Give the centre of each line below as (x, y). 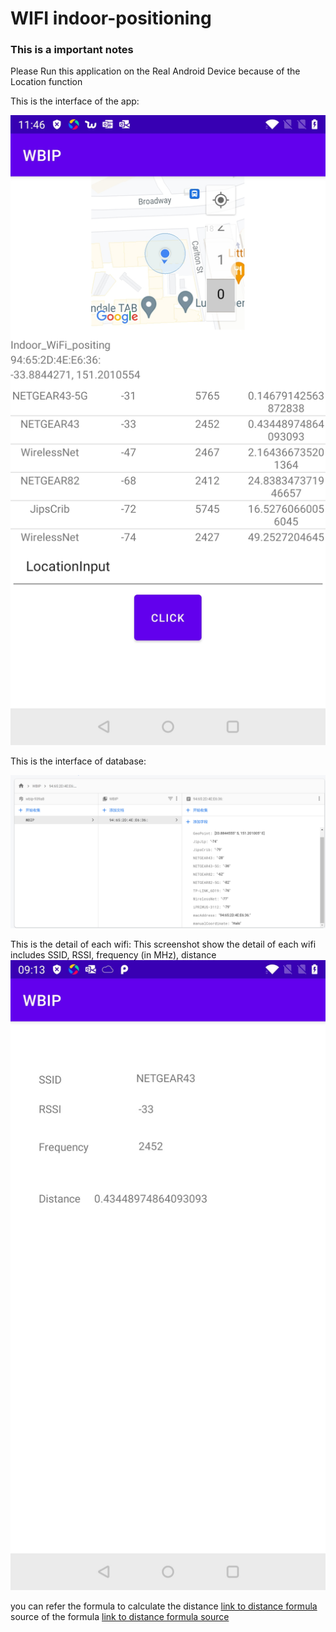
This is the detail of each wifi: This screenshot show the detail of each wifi (163, 944)
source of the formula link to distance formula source (120, 1616)
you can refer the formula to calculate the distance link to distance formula (164, 1606)
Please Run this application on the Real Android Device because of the (155, 71)
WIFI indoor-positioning (111, 18)
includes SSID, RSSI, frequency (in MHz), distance (113, 954)
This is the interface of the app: (75, 101)
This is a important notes (72, 50)
